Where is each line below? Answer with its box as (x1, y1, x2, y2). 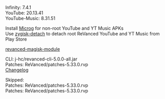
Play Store (5, 36, 27, 42)
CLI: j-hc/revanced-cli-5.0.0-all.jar (5, 56, 78, 62)
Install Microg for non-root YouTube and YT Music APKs (5, 25, 124, 31)
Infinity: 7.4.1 (5, 5, 32, 10)
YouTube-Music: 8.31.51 (5, 15, 55, 21)
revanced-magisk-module (5, 46, 60, 52)
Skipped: (5, 77, 24, 83)
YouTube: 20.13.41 (5, 10, 44, 16)
